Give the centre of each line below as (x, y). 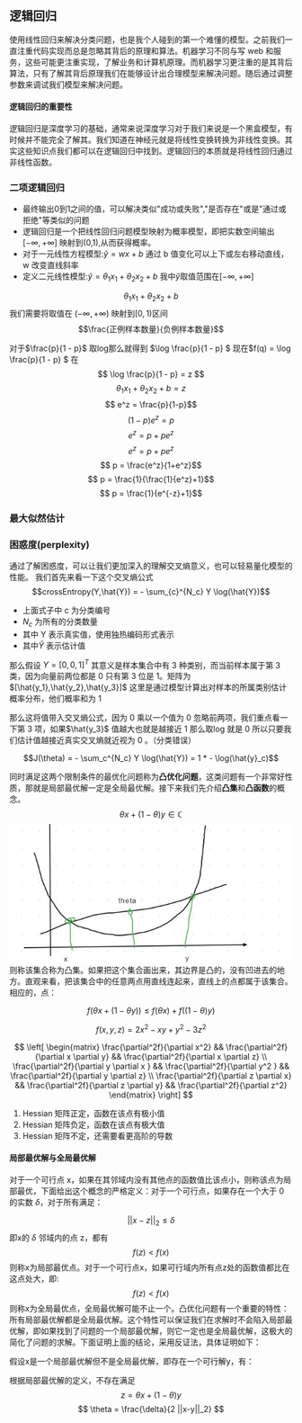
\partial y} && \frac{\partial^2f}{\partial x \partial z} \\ (170, 1056)
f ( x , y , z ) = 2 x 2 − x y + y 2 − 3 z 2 (151, 1029)
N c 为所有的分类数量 (60, 622)
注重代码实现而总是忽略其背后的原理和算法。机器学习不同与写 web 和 (145, 50)
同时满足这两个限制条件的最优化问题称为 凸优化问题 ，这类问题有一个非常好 (147, 777)
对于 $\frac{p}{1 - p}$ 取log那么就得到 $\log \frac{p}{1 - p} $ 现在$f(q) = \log (150, 348)
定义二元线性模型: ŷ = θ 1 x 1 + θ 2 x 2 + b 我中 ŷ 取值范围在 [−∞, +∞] (138, 277)
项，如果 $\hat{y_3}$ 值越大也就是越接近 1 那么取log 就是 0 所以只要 (159, 729)
